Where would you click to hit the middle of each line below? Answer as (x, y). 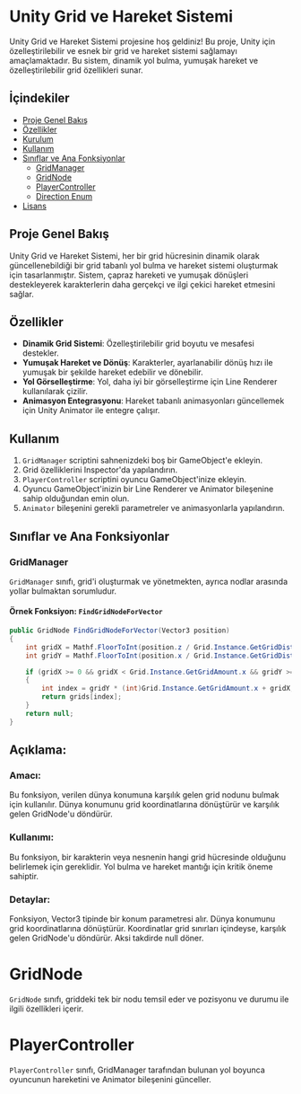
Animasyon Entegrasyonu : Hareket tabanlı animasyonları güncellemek (153, 401)
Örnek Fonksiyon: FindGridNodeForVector (86, 612)
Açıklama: (38, 750)
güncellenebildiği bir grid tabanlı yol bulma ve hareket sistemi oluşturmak (144, 265)
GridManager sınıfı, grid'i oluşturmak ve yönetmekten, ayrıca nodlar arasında (149, 581)
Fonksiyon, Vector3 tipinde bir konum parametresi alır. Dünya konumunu (142, 919)
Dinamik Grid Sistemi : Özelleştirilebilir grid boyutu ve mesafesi (138, 344)
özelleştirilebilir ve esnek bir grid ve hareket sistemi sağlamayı (123, 50)
